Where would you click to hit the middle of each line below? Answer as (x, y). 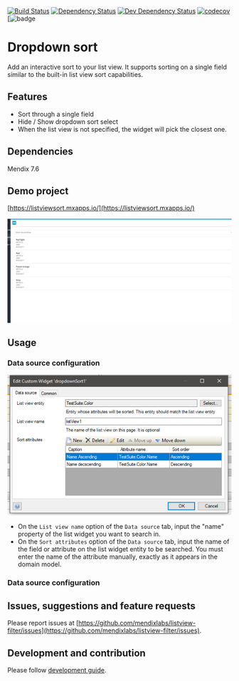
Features (27, 97)
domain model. (39, 564)
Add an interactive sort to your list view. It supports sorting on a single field (117, 67)
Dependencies (40, 152)
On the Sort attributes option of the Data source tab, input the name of (123, 542)
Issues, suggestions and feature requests (101, 606)
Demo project (38, 191)
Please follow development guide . (57, 670)
